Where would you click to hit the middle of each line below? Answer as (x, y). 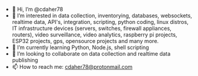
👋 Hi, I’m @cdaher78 (37, 9)
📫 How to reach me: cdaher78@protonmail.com (72, 67)
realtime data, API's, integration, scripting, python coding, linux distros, (100, 22)
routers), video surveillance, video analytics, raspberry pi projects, (94, 35)
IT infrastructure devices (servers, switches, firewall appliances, (92, 28)
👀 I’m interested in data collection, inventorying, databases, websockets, (102, 16)
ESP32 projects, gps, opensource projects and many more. (85, 41)
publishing (25, 60)
